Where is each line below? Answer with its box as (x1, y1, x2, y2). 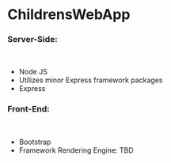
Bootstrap (18, 137, 51, 146)
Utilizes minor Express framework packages (18, 75, 163, 85)
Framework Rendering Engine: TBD (18, 145, 134, 155)
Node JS (18, 67, 48, 77)
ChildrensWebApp (7, 6, 131, 24)
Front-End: (7, 104, 51, 115)
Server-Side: (7, 34, 59, 45)
